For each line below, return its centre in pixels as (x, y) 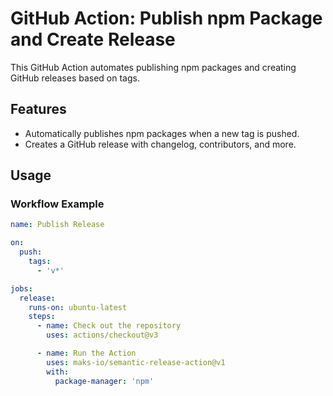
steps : (42, 317)
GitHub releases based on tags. (75, 78)
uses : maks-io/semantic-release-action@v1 (136, 362)
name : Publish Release (57, 225)
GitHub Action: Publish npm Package (166, 18)
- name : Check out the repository (109, 326)
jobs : (21, 288)
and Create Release (93, 39)
